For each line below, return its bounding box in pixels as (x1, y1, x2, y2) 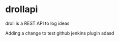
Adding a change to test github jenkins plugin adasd (5, 30, 114, 36)
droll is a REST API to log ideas (5, 20, 70, 26)
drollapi (5, 4, 38, 15)
